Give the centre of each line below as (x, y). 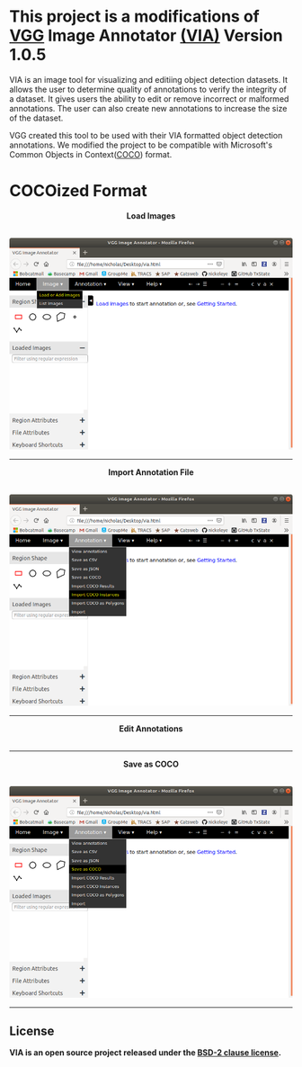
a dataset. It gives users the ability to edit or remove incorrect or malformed (149, 99)
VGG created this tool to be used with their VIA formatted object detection (146, 135)
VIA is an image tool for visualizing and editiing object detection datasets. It (149, 79)
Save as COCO (151, 764)
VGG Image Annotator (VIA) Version (146, 36)
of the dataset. (36, 118)
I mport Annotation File (151, 472)
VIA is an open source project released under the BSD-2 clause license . (145, 1053)
